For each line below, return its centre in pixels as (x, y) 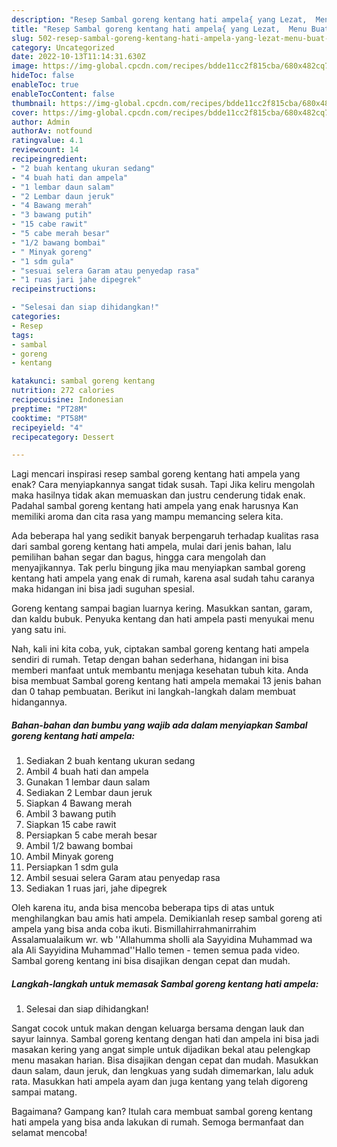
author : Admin (41, 122)
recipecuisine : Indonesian (67, 400)
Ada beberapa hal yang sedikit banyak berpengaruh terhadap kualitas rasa (165, 536)
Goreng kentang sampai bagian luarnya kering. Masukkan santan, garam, (162, 608)
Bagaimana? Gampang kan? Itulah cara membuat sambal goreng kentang (162, 1112)
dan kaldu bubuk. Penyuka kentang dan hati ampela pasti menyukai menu (163, 619)
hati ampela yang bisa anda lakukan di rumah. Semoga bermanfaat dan (157, 1122)
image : (25, 66)
